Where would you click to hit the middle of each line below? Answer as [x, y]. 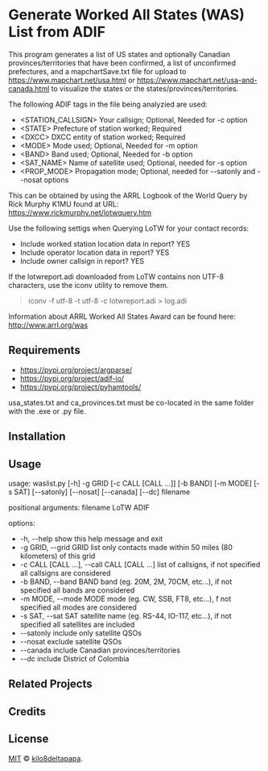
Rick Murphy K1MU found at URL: [64, 204]
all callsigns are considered [65, 573]
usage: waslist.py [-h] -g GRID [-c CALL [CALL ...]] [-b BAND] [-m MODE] [130, 483]
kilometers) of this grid [58, 556]
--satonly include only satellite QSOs [81, 633]
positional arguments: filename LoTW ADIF [79, 507]
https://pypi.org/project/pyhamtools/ [80, 387]
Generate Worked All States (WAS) [127, 15]
